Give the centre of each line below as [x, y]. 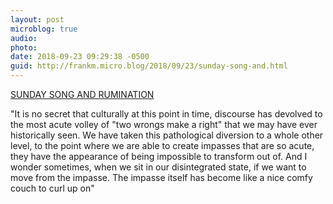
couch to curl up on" [52, 188]
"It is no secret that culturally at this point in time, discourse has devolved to [166, 114]
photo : [24, 47]
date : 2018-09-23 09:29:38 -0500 [80, 57]
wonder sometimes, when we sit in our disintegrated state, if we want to [158, 167]
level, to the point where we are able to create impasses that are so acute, [162, 145]
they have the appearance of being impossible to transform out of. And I [159, 156]
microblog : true [44, 29]
